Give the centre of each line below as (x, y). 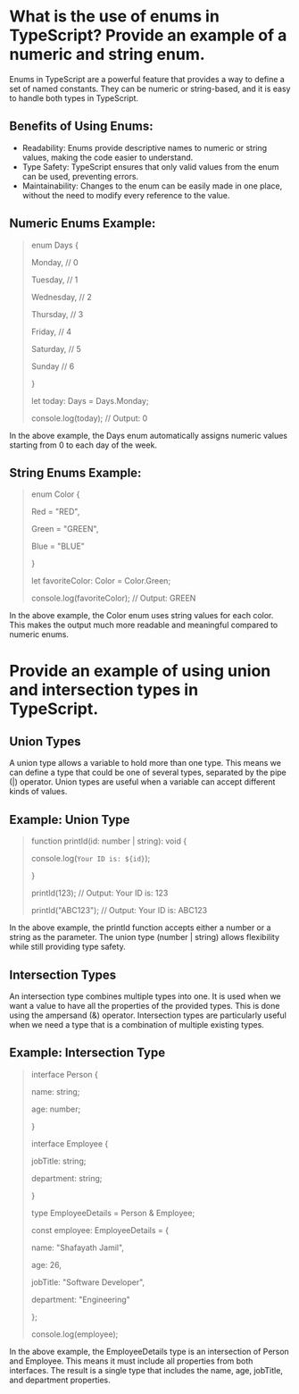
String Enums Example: (75, 472)
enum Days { (54, 245)
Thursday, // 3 (57, 314)
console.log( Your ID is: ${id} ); (91, 859)
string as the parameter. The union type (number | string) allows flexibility (144, 937)
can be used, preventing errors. (80, 176)
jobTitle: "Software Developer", (88, 1282)
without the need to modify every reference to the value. (126, 195)
